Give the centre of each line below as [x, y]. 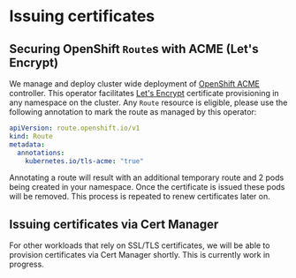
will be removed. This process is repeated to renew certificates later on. [140, 197]
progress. [27, 264]
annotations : [41, 153]
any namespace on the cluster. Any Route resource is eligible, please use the [148, 102]
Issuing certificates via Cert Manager [114, 224]
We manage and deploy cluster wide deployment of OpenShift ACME [135, 84]
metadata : [27, 144]
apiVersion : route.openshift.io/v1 [75, 128]
